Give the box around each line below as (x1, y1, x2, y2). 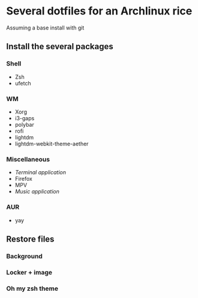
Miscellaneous (6, 155, 50, 163)
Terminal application (14, 169, 66, 176)
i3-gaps (14, 114, 35, 121)
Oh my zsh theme (6, 284, 59, 293)
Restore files (6, 234, 55, 244)
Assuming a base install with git (6, 24, 85, 31)
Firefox (14, 175, 33, 183)
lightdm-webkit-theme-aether (14, 140, 89, 147)
